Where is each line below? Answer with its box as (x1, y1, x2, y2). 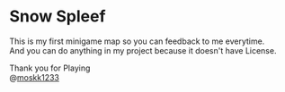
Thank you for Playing (9, 63, 91, 73)
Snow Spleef (9, 6, 106, 27)
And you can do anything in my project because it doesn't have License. (9, 45, 277, 55)
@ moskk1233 (9, 71, 60, 82)
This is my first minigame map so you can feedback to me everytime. (9, 36, 265, 46)
